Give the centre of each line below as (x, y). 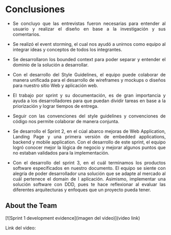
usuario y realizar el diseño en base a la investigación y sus (89, 28)
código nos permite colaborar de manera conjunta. (66, 121)
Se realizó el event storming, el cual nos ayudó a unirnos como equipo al (89, 44)
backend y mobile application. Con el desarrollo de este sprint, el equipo (89, 142)
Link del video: (21, 228)
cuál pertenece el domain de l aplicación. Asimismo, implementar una (89, 179)
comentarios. (26, 34)
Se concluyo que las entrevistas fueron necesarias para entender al (89, 23)
